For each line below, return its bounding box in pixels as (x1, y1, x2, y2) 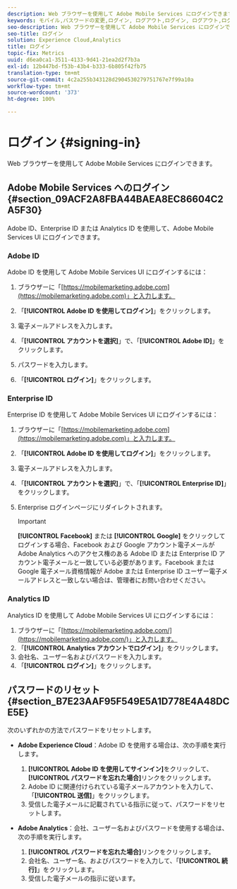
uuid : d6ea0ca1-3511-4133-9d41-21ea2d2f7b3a (7, 56, 140, 64)
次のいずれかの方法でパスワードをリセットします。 (7, 726, 155, 734)
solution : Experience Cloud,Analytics (7, 37, 121, 44)
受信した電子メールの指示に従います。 (28, 874, 140, 883)
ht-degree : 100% (7, 96, 55, 103)
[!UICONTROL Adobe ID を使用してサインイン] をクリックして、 (28, 765, 213, 773)
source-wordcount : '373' (7, 89, 80, 96)
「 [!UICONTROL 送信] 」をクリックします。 (28, 792, 154, 800)
